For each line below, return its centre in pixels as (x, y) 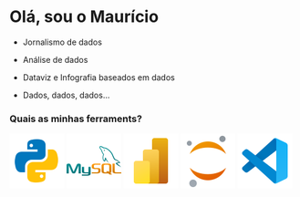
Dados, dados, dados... (66, 95)
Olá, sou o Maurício (84, 17)
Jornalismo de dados (62, 42)
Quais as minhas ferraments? (76, 119)
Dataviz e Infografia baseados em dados (98, 77)
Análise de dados (55, 59)
